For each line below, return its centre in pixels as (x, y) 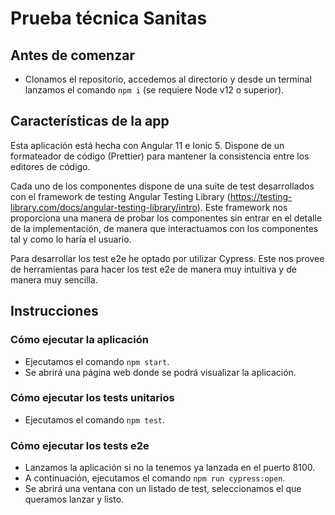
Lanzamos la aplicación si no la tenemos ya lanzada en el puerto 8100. (170, 468)
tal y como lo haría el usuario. (71, 239)
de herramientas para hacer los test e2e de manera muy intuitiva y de (153, 269)
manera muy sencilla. (54, 279)
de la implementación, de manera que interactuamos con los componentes (164, 228)
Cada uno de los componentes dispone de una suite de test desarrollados (162, 186)
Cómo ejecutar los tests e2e (80, 445)
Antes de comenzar (72, 55)
